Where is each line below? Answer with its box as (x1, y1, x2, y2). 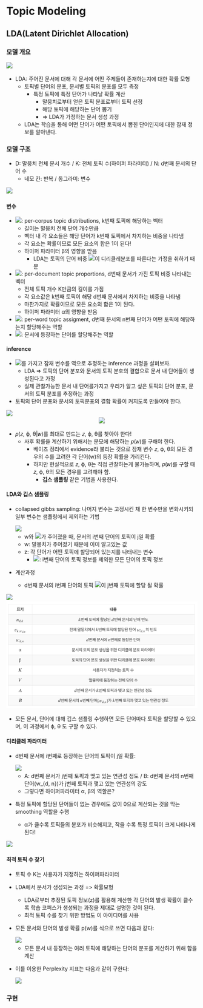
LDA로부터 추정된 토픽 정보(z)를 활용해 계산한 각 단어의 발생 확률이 (24, 896, 182, 904)
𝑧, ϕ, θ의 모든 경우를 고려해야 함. (33, 468, 111, 475)
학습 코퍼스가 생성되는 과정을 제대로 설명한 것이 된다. (30, 904, 156, 911)
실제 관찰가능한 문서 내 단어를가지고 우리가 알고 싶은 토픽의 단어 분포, (24, 382, 188, 390)
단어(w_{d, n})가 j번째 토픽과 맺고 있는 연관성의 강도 (24, 780, 147, 787)
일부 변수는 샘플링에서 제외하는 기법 (15, 513, 100, 520)
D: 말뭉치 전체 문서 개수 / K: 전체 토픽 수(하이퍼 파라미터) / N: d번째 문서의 (15, 160, 190, 167)
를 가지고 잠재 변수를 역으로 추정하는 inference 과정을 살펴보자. (21, 359, 171, 367)
